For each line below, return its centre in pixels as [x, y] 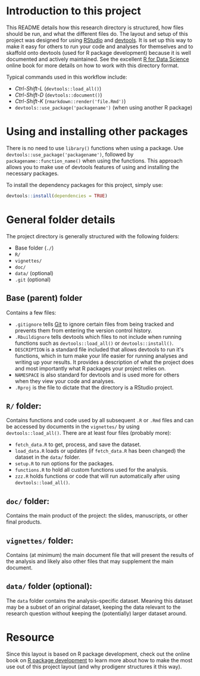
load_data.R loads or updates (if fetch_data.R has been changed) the [100, 451]
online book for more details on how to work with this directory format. [93, 65]
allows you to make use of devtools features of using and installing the [93, 167]
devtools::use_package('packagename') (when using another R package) [104, 107]
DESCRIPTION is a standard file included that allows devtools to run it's [99, 349]
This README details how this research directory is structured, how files [95, 27]
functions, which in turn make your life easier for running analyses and [101, 356]
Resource [30, 637]
